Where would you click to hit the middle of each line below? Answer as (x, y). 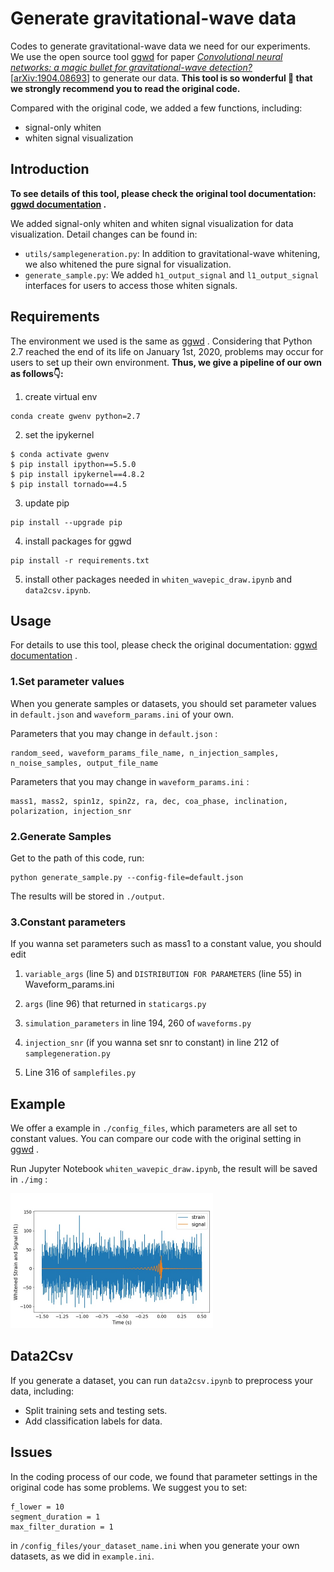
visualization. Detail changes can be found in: (104, 234)
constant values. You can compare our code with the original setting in (156, 1139)
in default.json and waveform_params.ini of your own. (122, 714)
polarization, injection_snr (71, 811)
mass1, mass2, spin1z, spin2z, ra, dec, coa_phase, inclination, (149, 801)
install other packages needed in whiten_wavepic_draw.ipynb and (158, 579)
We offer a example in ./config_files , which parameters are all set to (154, 1128)
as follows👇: (37, 373)
